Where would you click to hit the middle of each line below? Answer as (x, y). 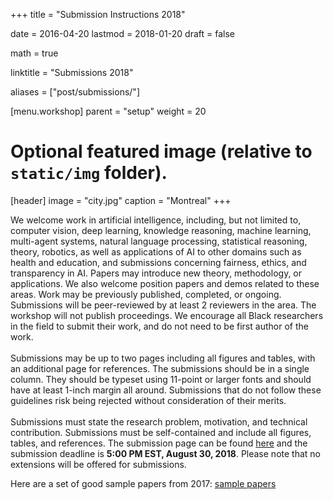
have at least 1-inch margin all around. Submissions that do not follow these (166, 390)
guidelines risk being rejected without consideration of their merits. (148, 400)
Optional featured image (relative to (161, 151)
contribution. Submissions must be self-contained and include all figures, (161, 432)
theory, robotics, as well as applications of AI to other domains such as (156, 251)
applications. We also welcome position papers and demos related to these (165, 283)
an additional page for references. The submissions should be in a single (160, 368)
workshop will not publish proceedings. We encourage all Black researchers (167, 315)
